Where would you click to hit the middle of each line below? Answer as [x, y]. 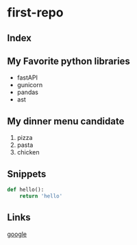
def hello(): [26, 190]
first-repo [35, 13]
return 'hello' [41, 196]
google [17, 234]
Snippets [27, 174]
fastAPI [27, 78]
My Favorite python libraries [68, 61]
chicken [28, 152]
